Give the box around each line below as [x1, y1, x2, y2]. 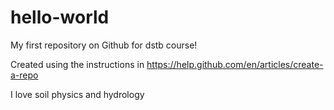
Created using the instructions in [10, 58, 145, 70]
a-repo [10, 69, 39, 81]
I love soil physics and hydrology [10, 88, 145, 100]
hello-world [10, 6, 110, 29]
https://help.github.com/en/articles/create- [146, 58, 324, 70]
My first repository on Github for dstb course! [10, 39, 198, 51]
